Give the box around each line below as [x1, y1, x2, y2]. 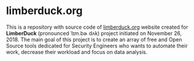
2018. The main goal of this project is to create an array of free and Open [6, 36, 182, 43]
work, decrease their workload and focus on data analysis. [6, 48, 148, 55]
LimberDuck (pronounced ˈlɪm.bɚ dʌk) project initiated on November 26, [6, 29, 182, 36]
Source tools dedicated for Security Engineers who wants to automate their [6, 42, 188, 49]
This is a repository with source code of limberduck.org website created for [6, 23, 189, 30]
